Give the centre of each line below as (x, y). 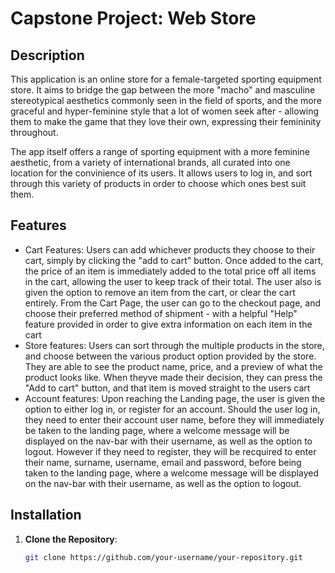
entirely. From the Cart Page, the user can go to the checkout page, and (172, 303)
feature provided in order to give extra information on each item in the (168, 324)
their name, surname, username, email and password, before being (163, 462)
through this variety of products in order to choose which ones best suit (158, 183)
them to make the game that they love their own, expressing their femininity (166, 121)
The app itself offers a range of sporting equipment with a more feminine (160, 151)
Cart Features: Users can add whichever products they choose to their (170, 249)
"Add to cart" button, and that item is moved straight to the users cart (167, 388)
